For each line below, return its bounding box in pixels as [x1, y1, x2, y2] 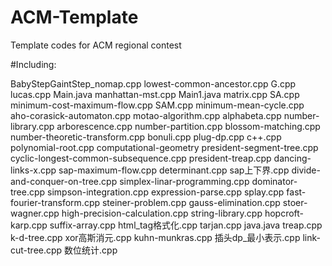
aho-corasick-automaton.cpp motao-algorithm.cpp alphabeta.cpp [10, 109, 282, 121]
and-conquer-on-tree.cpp [10, 175, 118, 187]
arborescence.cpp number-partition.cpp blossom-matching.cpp [56, 120, 321, 132]
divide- [291, 164, 321, 176]
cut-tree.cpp [10, 244, 63, 256]
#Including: [10, 58, 57, 70]
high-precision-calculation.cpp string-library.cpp [61, 207, 263, 219]
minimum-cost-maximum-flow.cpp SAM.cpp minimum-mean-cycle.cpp [10, 99, 305, 111]
